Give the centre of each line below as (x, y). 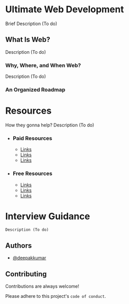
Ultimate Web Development (64, 9)
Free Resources (32, 173)
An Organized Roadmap (35, 90)
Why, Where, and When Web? (43, 65)
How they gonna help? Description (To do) (50, 125)
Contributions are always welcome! (42, 286)
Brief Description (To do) (31, 24)
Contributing (26, 274)
